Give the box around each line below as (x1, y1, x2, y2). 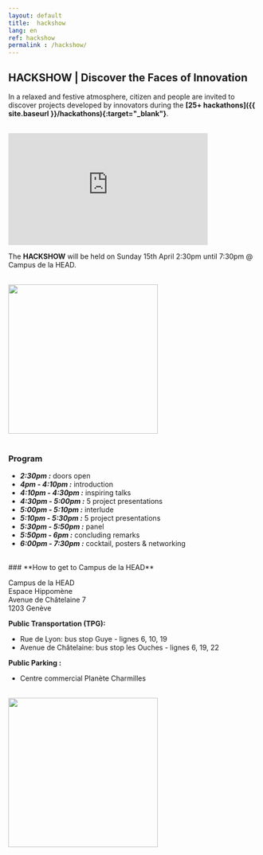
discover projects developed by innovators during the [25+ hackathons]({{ (8, 100, 256, 110)
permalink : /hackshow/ (8, 41, 88, 49)
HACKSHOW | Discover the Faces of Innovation (8, 71, 249, 84)
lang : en (8, 26, 37, 34)
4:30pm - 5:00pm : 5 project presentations (19, 497, 163, 506)
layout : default (8, 11, 62, 20)
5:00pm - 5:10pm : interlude (19, 505, 114, 514)
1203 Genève (8, 603, 52, 613)
